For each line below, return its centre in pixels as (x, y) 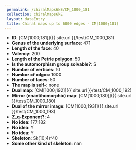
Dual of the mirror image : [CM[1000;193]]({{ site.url (65, 106)
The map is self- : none (35, 85)
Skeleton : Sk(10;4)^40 (35, 138)
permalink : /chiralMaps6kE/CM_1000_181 (48, 10)
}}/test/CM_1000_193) (34, 112)
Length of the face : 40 (35, 48)
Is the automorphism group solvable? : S (54, 64)
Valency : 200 (26, 54)
